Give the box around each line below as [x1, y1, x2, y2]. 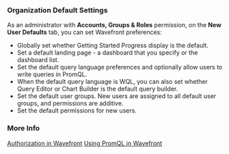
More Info [7, 123, 40, 133]
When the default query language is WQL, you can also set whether [16, 78, 208, 86]
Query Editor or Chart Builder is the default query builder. [16, 84, 178, 93]
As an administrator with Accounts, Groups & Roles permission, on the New [7, 21, 222, 29]
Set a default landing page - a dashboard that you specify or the [16, 48, 198, 57]
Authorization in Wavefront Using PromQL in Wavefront [7, 139, 163, 147]
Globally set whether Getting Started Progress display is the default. [16, 42, 208, 50]
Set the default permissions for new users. [16, 106, 137, 114]
